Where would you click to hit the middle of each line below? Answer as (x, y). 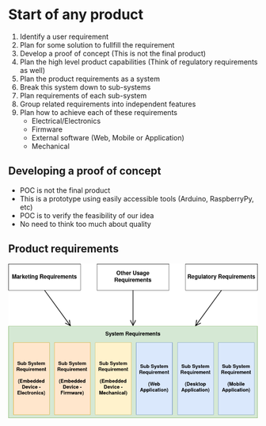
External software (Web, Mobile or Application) (108, 137)
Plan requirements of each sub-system (83, 95)
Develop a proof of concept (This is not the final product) (113, 53)
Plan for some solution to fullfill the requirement (97, 44)
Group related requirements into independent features (108, 104)
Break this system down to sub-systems (85, 87)
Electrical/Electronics (66, 121)
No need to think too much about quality (85, 224)
